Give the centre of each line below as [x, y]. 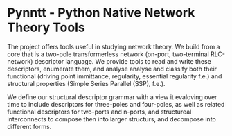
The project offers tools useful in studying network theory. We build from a [114, 46]
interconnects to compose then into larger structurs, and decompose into [111, 119]
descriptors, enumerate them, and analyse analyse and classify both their [112, 69]
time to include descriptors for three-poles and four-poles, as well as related [116, 104]
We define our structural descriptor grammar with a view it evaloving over [112, 97]
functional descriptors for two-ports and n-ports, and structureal [99, 112]
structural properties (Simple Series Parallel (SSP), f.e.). [86, 83]
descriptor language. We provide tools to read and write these [123, 61]
